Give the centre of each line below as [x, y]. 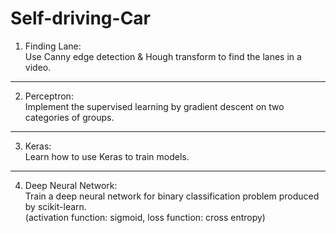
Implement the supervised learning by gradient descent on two [154, 106]
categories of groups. [69, 117]
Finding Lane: [53, 46]
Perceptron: [49, 96]
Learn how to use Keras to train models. [107, 156]
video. [38, 67]
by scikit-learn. [55, 206]
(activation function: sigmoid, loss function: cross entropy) [145, 217]
